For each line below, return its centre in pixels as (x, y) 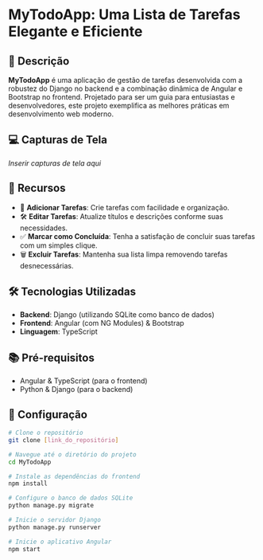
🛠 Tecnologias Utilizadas (72, 292)
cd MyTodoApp (30, 462)
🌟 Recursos (37, 188)
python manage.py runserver (55, 527)
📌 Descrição (39, 61)
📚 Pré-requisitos (52, 357)
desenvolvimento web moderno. (61, 114)
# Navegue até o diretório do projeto (72, 454)
